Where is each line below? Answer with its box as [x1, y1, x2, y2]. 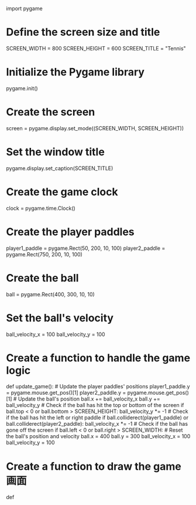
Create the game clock [6, 185, 118, 198]
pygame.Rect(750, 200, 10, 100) [6, 250, 83, 257]
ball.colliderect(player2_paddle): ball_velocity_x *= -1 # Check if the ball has [6, 421, 188, 428]
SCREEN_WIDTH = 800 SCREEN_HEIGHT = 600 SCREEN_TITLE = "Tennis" [6, 45, 186, 52]
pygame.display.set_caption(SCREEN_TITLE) [6, 164, 114, 172]
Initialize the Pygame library [6, 66, 145, 79]
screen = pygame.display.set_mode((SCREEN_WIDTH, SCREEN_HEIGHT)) [6, 124, 184, 131]
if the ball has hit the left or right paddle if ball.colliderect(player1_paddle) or [6, 414, 189, 421]
